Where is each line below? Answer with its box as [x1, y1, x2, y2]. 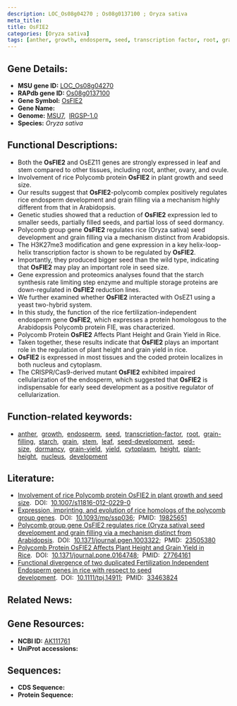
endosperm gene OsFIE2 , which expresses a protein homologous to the [17, 315, 227, 324]
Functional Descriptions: [7, 139, 118, 152]
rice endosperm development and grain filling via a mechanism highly [17, 195, 220, 204]
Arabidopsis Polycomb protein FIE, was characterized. [17, 322, 175, 331]
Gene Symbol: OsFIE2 [17, 96, 83, 104]
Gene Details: [7, 63, 68, 75]
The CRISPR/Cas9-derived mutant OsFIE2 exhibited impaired [17, 367, 196, 376]
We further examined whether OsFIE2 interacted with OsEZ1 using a [17, 293, 216, 301]
